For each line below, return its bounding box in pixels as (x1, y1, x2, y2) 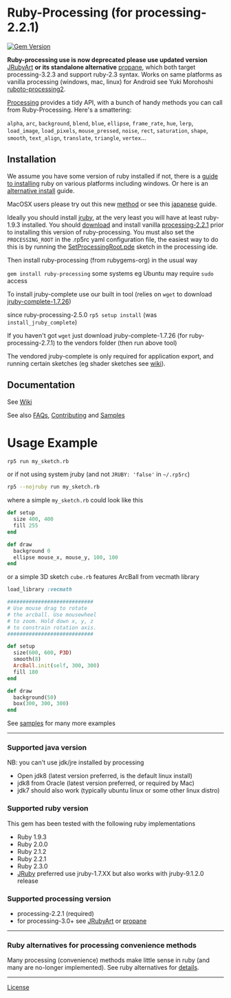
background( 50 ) (13, 694, 57, 701)
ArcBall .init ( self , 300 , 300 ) (13, 662, 100, 669)
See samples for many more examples (7, 719, 115, 728)
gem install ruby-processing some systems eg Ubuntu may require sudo (7, 269, 214, 277)
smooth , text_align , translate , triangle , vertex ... (7, 133, 146, 142)
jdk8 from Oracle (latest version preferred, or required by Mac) (16, 779, 195, 787)
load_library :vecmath (7, 586, 72, 593)
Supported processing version (7, 894, 111, 904)
